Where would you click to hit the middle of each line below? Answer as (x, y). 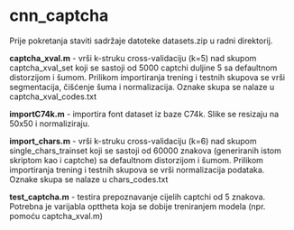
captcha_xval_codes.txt (53, 97)
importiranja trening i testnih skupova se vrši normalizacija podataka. (137, 170)
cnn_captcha (59, 16)
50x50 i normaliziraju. (50, 124)
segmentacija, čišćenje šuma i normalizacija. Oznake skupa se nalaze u (142, 87)
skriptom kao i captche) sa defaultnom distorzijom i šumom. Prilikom (137, 160)
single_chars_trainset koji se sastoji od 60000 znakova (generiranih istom (145, 151)
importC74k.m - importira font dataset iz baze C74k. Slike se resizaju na (144, 114)
